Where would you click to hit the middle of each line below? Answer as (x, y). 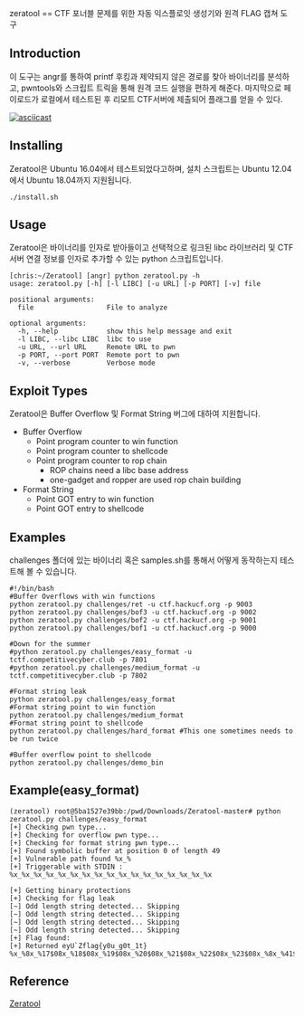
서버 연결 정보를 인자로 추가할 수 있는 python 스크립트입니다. (116, 259)
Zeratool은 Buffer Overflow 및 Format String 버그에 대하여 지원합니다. (135, 413)
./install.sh (34, 197)
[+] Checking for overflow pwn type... (85, 835)
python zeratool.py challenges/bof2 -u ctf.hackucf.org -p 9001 (133, 621)
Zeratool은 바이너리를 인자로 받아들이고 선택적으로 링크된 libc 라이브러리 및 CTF (152, 248)
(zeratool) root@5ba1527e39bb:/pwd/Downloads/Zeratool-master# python (145, 811)
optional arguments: (48, 324)
